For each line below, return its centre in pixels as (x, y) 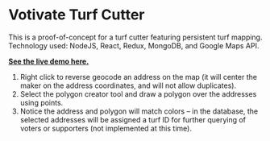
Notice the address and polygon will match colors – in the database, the (139, 111)
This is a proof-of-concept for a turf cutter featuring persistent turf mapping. (135, 37)
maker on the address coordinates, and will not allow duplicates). (128, 85)
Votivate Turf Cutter (77, 15)
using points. (42, 102)
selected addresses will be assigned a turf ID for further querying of (133, 119)
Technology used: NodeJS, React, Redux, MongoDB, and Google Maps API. (134, 45)
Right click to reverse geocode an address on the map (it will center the (139, 77)
